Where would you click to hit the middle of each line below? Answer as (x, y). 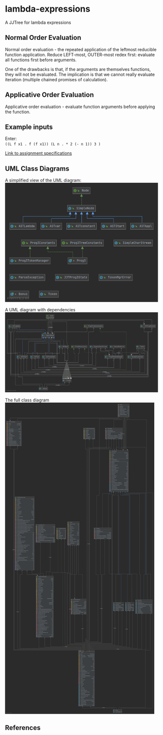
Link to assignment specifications (39, 153)
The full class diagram (27, 400)
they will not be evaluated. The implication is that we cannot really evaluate (80, 74)
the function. (18, 112)
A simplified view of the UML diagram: (43, 180)
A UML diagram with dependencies (40, 310)
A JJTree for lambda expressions (38, 22)
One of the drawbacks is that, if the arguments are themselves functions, (78, 69)
